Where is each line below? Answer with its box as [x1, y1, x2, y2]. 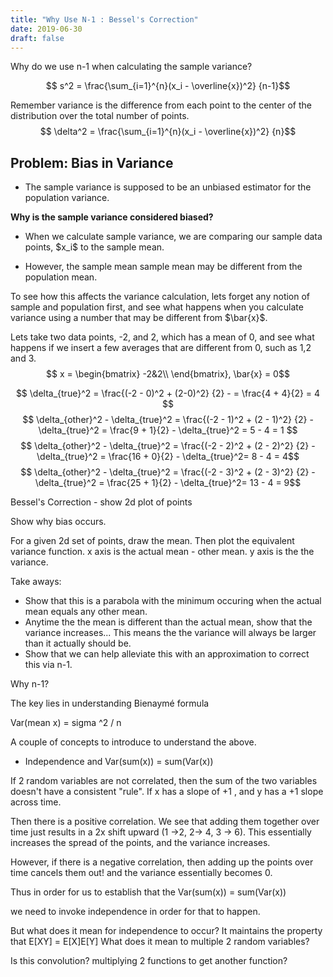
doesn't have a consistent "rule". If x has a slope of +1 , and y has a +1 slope [10, 786, 324, 798]
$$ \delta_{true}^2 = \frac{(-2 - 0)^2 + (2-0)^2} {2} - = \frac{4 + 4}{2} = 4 [15, 387, 321, 400]
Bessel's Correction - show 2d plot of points [10, 496, 193, 508]
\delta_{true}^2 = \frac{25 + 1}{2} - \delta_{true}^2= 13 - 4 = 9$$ [34, 477, 302, 489]
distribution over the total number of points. [10, 110, 190, 122]
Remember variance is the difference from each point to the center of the [10, 99, 312, 111]
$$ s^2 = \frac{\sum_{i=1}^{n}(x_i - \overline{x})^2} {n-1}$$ [45, 80, 291, 92]
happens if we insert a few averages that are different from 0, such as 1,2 [10, 342, 312, 354]
